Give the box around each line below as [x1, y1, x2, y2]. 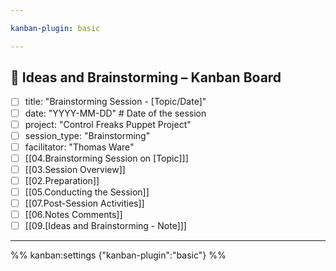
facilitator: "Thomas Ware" [24, 141, 135, 153]
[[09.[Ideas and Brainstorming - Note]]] [24, 220, 187, 232]
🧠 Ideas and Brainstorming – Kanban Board [10, 69, 282, 86]
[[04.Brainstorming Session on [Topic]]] [24, 152, 189, 164]
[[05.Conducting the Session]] [24, 186, 150, 198]
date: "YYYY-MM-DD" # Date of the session [24, 107, 207, 119]
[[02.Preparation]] [24, 174, 100, 186]
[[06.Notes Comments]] [24, 209, 123, 221]
